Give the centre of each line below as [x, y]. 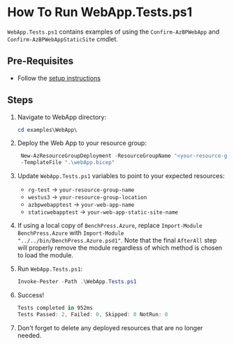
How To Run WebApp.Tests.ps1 [100, 12]
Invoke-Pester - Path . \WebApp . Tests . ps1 [77, 282]
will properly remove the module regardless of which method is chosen [119, 248]
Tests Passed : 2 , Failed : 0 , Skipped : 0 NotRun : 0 [93, 314]
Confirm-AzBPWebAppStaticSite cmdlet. [63, 39]
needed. [29, 335]
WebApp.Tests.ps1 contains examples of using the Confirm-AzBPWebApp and [114, 32]
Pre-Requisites [41, 61]
